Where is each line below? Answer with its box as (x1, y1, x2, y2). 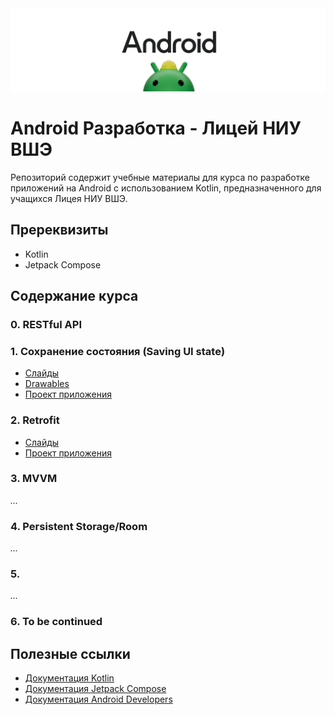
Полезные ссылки (10, 645, 131, 662)
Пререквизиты (10, 222, 109, 239)
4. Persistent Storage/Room (10, 519, 148, 533)
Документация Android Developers (24, 693, 173, 706)
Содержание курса (10, 288, 139, 305)
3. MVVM (10, 472, 58, 486)
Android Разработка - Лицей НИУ (10, 117, 302, 140)
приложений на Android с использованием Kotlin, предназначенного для (10, 182, 322, 194)
